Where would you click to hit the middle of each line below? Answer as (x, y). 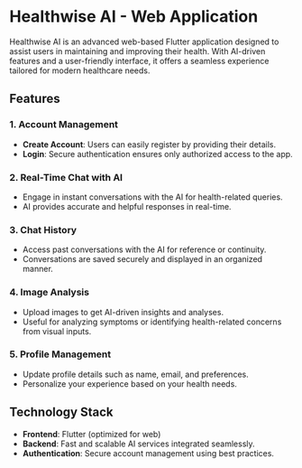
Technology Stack (61, 412)
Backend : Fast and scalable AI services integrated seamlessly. (138, 444)
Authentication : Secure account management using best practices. (148, 453)
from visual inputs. (57, 331)
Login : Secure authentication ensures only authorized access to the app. (157, 154)
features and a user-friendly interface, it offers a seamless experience (139, 61)
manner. (38, 269)
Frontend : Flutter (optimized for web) (92, 434)
